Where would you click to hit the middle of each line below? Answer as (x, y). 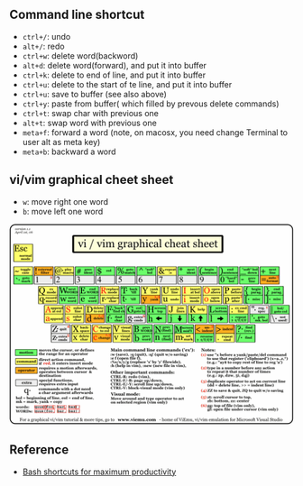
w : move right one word (65, 201)
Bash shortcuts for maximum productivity (99, 472)
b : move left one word (63, 211)
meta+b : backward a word (69, 151)
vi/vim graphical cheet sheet (92, 180)
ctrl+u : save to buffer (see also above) (94, 94)
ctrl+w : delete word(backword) (80, 55)
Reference (39, 450)
